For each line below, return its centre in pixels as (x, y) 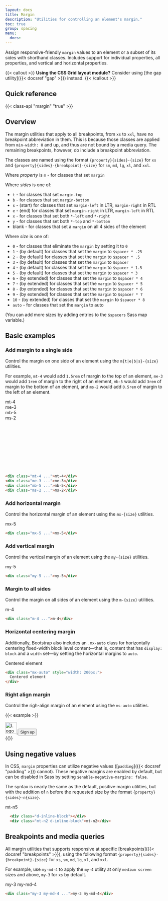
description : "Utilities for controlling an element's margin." (74, 19)
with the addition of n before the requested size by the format (68, 792)
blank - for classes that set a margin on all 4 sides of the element (79, 227)
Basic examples (30, 335)
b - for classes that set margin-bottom (51, 200)
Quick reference (31, 94)
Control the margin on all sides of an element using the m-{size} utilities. (80, 600)
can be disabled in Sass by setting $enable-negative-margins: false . (76, 777)
